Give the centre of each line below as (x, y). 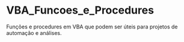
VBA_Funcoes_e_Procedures (80, 10)
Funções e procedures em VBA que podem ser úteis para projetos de (92, 27)
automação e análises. (34, 33)
